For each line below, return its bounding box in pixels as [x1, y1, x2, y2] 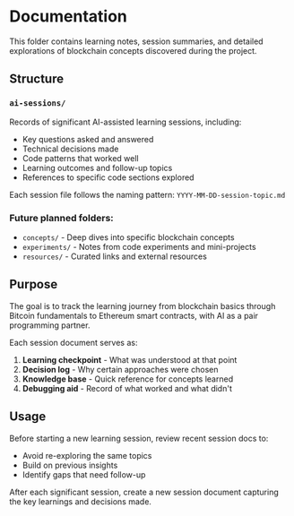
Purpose [9, 277, 58, 292]
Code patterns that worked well [22, 152, 139, 163]
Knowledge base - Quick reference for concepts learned [22, 374, 234, 384]
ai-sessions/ [9, 99, 66, 108]
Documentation [9, 6, 128, 27]
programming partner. [9, 320, 91, 331]
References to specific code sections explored [22, 172, 195, 183]
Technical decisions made [22, 143, 119, 154]
